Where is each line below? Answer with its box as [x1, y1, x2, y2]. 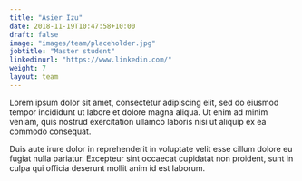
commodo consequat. [9, 126, 92, 137]
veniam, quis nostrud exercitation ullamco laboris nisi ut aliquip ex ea [9, 116, 267, 127]
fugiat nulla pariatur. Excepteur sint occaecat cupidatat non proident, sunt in [9, 153, 294, 164]
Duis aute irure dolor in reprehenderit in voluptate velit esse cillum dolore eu [9, 143, 293, 154]
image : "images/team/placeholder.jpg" [9, 38, 156, 48]
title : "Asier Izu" [9, 13, 83, 23]
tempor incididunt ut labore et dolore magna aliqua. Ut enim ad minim [9, 106, 268, 118]
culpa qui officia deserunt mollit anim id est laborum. [9, 162, 206, 173]
